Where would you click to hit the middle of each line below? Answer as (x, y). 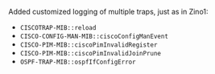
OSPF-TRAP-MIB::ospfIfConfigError (78, 62)
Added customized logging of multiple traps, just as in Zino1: (108, 12)
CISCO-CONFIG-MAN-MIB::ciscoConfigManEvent (94, 36)
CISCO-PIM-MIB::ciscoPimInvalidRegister (89, 45)
